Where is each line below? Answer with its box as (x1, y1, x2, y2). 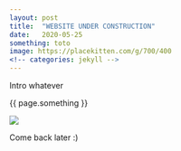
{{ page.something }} (9, 98, 89, 109)
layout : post (9, 13, 59, 23)
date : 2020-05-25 (9, 30, 83, 39)
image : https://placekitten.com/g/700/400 (9, 47, 172, 56)
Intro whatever (9, 80, 63, 90)
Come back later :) (9, 132, 79, 143)
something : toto (9, 38, 71, 48)
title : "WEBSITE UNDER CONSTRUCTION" (9, 22, 156, 31)
